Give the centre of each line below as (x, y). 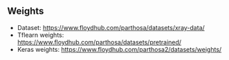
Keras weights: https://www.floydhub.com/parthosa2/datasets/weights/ (119, 49)
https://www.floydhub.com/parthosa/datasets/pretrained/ (99, 42)
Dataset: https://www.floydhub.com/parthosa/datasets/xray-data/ (111, 27)
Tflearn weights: (40, 35)
